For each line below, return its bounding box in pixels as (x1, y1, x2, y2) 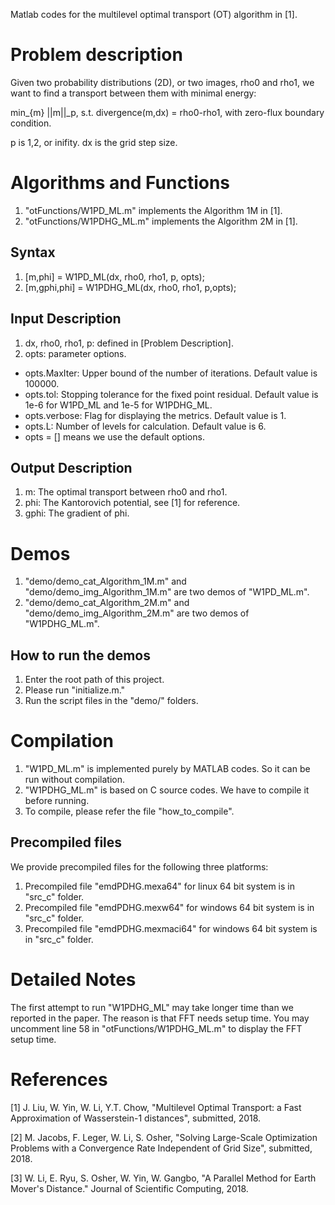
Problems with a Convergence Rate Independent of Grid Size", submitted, (10, 1142, 313, 1154)
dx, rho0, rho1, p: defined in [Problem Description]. (24, 337, 234, 349)
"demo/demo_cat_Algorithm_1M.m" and (24, 575, 187, 588)
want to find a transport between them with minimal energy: (10, 87, 257, 99)
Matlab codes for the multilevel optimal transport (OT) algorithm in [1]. (10, 9, 298, 20)
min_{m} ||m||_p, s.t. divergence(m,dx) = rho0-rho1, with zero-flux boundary (10, 106, 325, 118)
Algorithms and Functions (10, 172, 231, 194)
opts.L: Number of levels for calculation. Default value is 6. (24, 420, 267, 432)
